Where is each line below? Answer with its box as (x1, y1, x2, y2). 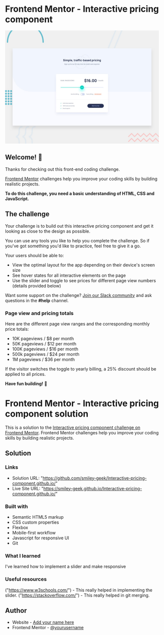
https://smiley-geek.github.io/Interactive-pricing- (43, 485, 143, 491)
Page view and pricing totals (5, 310, 74, 317)
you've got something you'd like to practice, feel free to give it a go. (5, 243, 141, 249)
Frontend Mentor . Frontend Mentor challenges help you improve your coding (5, 429, 159, 435)
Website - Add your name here (12, 619, 74, 625)
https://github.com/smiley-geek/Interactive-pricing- (42, 475, 147, 481)
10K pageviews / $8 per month (12, 336, 74, 342)
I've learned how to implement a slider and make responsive (5, 563, 126, 570)
